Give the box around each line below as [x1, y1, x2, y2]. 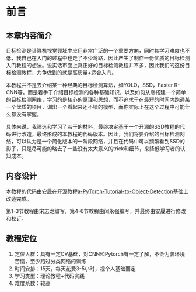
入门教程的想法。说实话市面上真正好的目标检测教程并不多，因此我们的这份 [6, 62, 185, 68]
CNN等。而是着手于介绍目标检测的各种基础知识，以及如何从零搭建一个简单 [6, 89, 187, 95]
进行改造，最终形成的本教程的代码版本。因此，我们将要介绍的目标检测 [10, 130, 180, 138]
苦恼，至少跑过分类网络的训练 [14, 257, 86, 264]
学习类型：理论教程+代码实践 [14, 272, 85, 279]
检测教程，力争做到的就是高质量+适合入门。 [10, 69, 117, 76]
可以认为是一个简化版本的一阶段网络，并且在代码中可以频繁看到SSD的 [16, 138, 185, 145]
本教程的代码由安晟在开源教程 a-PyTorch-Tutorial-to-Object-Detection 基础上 [6, 188, 188, 195]
